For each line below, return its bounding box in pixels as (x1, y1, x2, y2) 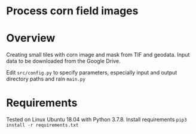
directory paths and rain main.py (6, 76, 85, 83)
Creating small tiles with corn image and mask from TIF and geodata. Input (6, 51, 190, 58)
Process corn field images (6, 4, 139, 18)
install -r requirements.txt (6, 122, 79, 129)
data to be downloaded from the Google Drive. (6, 58, 121, 65)
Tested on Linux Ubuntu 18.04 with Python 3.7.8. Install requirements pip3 (6, 116, 187, 123)
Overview (6, 32, 56, 45)
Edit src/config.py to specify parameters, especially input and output (6, 69, 177, 76)
